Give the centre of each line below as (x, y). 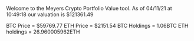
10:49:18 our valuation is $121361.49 (50, 14)
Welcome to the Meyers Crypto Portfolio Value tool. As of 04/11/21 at (89, 8)
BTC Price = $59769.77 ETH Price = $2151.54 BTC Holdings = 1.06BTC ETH (97, 26)
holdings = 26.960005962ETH (43, 32)
